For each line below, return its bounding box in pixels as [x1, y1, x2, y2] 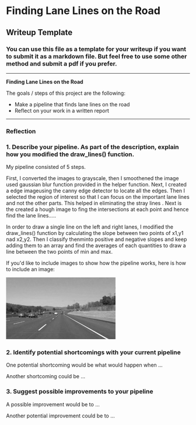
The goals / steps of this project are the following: [6, 89, 125, 96]
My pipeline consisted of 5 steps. [6, 164, 86, 171]
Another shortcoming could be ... [6, 373, 86, 380]
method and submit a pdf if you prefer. [6, 60, 118, 68]
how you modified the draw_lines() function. [6, 150, 135, 158]
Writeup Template [6, 27, 73, 37]
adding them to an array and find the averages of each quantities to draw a [6, 242, 186, 249]
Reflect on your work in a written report [14, 107, 110, 114]
